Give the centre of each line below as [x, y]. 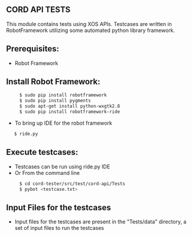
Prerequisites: [32, 49]
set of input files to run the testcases [59, 228]
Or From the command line [47, 173]
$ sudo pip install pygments [55, 101]
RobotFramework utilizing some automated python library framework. [91, 30]
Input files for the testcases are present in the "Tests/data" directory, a [100, 222]
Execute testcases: [42, 152]
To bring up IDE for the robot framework [63, 123]
